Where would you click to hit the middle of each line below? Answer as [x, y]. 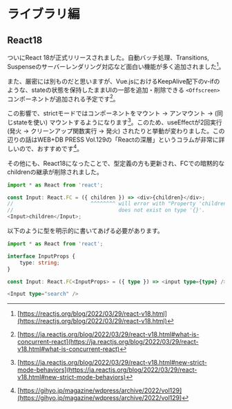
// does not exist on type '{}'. [106, 210]
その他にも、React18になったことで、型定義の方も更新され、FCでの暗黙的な [116, 163]
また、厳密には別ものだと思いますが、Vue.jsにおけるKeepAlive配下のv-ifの [114, 81]
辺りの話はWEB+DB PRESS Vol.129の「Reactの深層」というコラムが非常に [113, 140]
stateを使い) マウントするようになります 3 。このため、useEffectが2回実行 [117, 122]
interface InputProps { [41, 256]
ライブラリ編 [44, 14]
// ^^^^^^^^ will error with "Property [101, 204]
